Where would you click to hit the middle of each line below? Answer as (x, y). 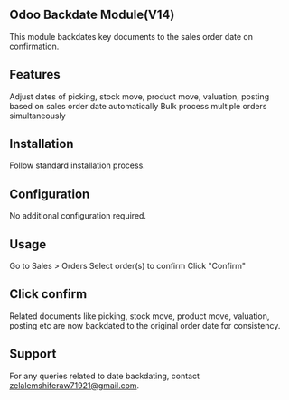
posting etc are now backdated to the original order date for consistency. (145, 325)
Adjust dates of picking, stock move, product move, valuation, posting (139, 96)
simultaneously (37, 116)
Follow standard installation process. (78, 165)
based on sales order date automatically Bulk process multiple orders (138, 106)
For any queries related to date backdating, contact (105, 376)
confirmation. (34, 46)
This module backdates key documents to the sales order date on (131, 36)
